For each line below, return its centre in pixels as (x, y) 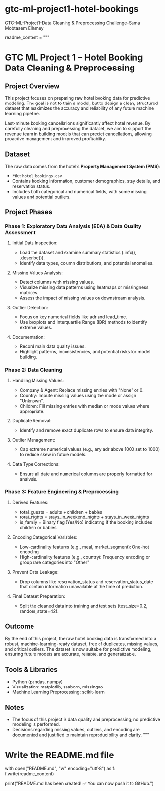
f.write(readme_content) (30, 774)
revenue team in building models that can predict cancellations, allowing (78, 134)
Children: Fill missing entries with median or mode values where (84, 406)
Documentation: (29, 337)
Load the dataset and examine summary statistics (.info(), (78, 253)
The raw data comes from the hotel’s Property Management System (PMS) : (82, 166)
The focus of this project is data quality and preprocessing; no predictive (86, 719)
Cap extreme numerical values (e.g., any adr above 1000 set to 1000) (90, 449)
